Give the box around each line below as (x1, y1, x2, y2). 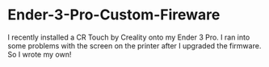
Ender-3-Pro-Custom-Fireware (7, 6, 221, 24)
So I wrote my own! (7, 49, 72, 59)
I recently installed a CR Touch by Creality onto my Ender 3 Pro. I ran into (7, 32, 250, 42)
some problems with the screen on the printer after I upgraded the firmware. (7, 40, 262, 50)
